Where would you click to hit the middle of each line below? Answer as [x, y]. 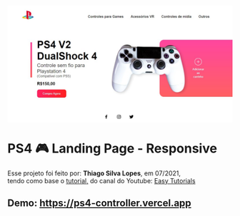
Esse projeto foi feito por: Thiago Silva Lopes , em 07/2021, [94, 173]
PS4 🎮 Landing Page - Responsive [112, 149]
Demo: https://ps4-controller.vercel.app [99, 204]
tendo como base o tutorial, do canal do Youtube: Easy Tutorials [101, 180]
